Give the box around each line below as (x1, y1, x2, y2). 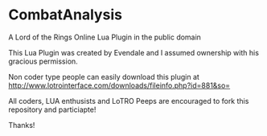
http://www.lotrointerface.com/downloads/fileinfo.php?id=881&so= (8, 80, 231, 90)
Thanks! (8, 120, 35, 130)
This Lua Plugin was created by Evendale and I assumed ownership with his (8, 47, 260, 57)
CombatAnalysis (8, 6, 123, 24)
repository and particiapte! (8, 105, 97, 114)
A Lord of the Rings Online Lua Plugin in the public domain (8, 32, 201, 42)
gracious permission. (8, 56, 78, 66)
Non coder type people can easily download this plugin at (8, 72, 199, 81)
